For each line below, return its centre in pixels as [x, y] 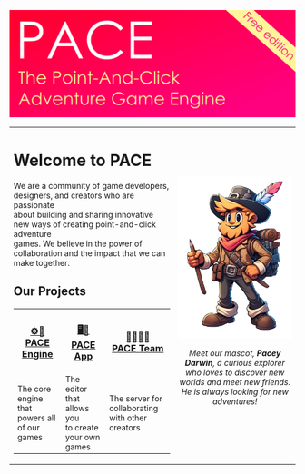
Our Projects [49, 291]
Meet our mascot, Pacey [235, 353]
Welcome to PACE [83, 160]
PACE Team [138, 349]
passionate [34, 204]
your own [83, 437]
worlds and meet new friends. [235, 382]
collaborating [133, 408]
